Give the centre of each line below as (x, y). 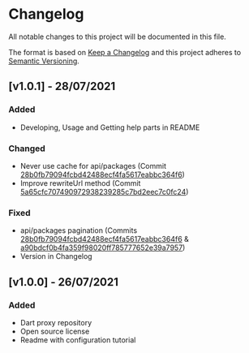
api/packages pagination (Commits (79, 230)
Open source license (55, 331)
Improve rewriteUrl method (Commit (80, 183)
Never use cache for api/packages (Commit (93, 166)
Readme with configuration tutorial (78, 340)
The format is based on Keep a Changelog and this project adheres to (125, 52)
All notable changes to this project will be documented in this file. (118, 37)
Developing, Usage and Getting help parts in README (110, 127)
